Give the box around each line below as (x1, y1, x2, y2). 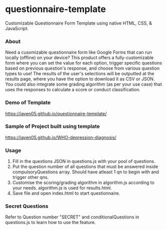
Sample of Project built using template (5, 123, 100, 130)
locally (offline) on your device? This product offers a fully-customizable (5, 55, 154, 61)
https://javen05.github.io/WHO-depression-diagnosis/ (5, 134, 116, 140)
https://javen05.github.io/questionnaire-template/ (5, 110, 107, 116)
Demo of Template (5, 99, 51, 106)
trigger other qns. (12, 174, 49, 180)
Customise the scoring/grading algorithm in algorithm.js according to (12, 179, 155, 186)
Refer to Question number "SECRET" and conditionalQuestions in (5, 214, 139, 220)
